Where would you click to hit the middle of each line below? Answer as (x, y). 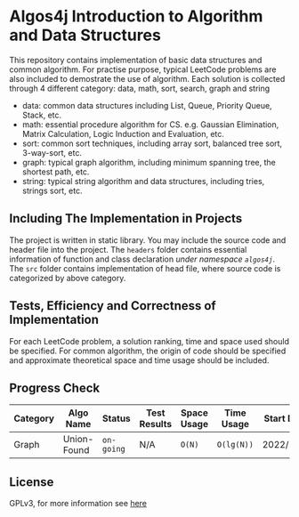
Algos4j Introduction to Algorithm (136, 16)
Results (155, 424)
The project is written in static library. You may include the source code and (148, 240)
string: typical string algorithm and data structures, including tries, (143, 181)
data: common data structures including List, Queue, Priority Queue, (147, 105)
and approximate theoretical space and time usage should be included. (139, 360)
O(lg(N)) (235, 445)
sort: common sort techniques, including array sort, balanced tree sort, (152, 143)
